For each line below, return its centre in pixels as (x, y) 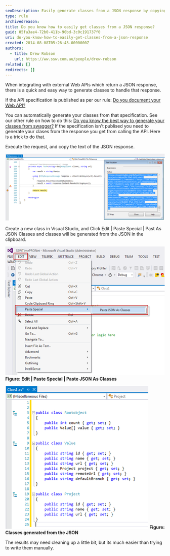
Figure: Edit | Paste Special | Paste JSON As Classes (61, 379)
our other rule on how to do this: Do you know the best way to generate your (85, 121)
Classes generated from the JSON (42, 533)
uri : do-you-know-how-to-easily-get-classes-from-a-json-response (77, 38)
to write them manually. (30, 548)
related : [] (18, 64)
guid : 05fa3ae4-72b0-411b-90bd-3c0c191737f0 (53, 32)
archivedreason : (22, 21)
